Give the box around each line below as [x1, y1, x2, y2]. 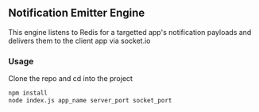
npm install [8, 89, 48, 98]
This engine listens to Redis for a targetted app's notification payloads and [8, 27, 252, 37]
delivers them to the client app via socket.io [8, 36, 151, 45]
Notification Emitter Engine [8, 6, 145, 20]
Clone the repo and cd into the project [8, 74, 133, 83]
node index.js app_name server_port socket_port [8, 96, 172, 104]
